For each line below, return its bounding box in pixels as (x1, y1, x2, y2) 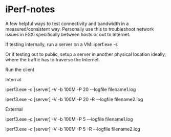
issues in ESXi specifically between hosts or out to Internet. (5, 31, 131, 37)
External (5, 106, 23, 112)
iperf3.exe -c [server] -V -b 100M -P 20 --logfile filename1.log (5, 86, 136, 93)
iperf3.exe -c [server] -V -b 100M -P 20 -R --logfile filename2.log (5, 96, 143, 102)
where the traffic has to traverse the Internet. (5, 56, 100, 62)
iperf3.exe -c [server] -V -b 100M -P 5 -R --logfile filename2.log (5, 126, 141, 132)
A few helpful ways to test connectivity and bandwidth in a (5, 20, 129, 27)
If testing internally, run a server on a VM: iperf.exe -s (5, 41, 118, 47)
